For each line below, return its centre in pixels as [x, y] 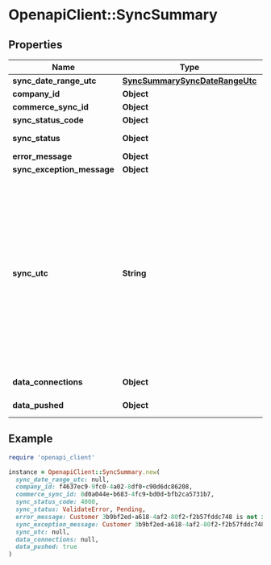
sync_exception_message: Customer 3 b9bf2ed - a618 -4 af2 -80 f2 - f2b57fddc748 [140, 524]
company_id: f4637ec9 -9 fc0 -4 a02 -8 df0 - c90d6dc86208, [104, 487]
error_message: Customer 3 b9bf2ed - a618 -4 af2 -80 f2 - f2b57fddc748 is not [137, 517]
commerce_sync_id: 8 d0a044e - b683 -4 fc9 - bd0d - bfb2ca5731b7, [115, 494]
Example [31, 439]
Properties [35, 45]
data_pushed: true [47, 547]
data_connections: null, [57, 539]
